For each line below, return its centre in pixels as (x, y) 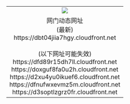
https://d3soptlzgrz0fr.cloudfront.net (65, 92)
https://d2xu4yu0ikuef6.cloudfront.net (65, 77)
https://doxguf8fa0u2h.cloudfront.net (65, 69)
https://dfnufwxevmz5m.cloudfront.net (65, 84)
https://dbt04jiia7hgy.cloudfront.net (65, 37)
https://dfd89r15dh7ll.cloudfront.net (65, 62)
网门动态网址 (65, 21)
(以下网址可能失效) (65, 54)
